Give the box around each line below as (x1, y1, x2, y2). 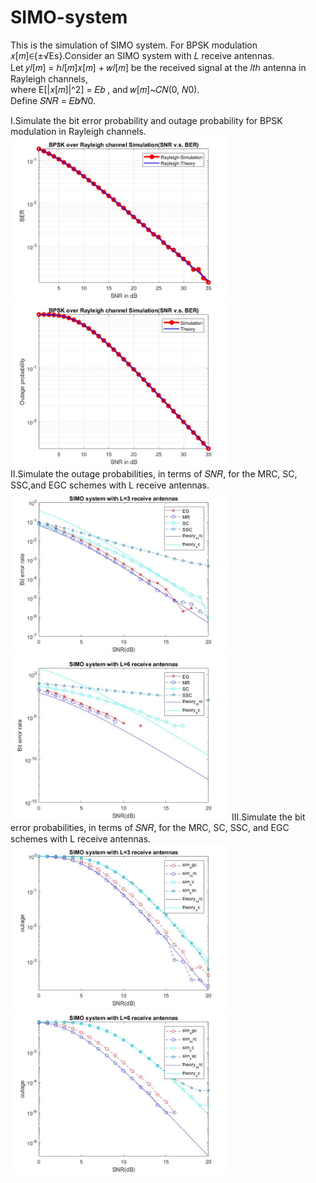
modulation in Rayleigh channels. (10, 125, 147, 137)
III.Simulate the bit (231, 811, 306, 823)
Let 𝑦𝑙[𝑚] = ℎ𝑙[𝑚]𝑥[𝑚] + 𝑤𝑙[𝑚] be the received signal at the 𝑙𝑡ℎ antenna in (10, 61, 307, 73)
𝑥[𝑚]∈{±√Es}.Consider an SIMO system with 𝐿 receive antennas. (10, 49, 275, 61)
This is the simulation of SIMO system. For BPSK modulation (10, 39, 258, 51)
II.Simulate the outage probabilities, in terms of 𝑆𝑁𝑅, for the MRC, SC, (10, 467, 298, 480)
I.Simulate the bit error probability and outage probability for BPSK (10, 114, 283, 126)
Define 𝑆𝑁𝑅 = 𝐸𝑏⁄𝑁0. (10, 94, 96, 106)
